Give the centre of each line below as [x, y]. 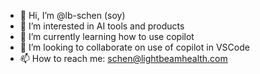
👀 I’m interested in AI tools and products [102, 26]
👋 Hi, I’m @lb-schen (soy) [72, 15]
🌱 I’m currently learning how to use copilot [107, 36]
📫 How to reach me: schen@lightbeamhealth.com [123, 58]
